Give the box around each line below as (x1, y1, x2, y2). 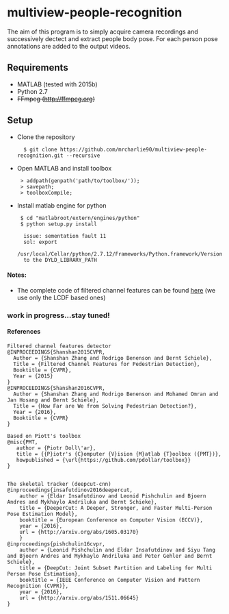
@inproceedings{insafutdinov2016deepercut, (7, 487, 133, 493)
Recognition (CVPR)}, (7, 582, 69, 589)
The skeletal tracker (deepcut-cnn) (7, 480, 111, 487)
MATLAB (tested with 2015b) (16, 80, 98, 88)
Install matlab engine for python (16, 201, 107, 210)
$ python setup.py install (20, 221, 97, 228)
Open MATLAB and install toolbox (16, 164, 112, 172)
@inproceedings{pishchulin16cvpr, (7, 540, 106, 548)
